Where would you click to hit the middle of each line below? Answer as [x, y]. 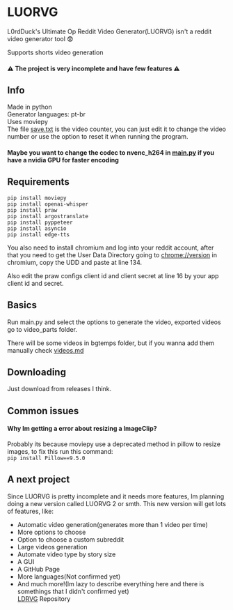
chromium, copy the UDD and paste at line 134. [75, 262]
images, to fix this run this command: [60, 451]
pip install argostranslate [48, 216]
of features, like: [31, 511]
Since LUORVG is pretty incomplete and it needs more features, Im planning [116, 496]
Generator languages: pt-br [46, 114]
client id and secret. [35, 283]
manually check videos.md [46, 350]
